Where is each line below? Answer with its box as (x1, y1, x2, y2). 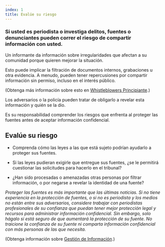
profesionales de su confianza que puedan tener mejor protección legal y (5, 205, 157, 211)
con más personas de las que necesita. (5, 226, 86, 232)
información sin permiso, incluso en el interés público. (5, 78, 116, 83)
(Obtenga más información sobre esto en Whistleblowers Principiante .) (5, 87, 151, 93)
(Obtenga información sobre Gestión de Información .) (5, 236, 115, 242)
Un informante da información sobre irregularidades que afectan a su (5, 52, 147, 58)
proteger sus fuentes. (12, 150, 57, 156)
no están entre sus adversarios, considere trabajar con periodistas (5, 200, 143, 206)
